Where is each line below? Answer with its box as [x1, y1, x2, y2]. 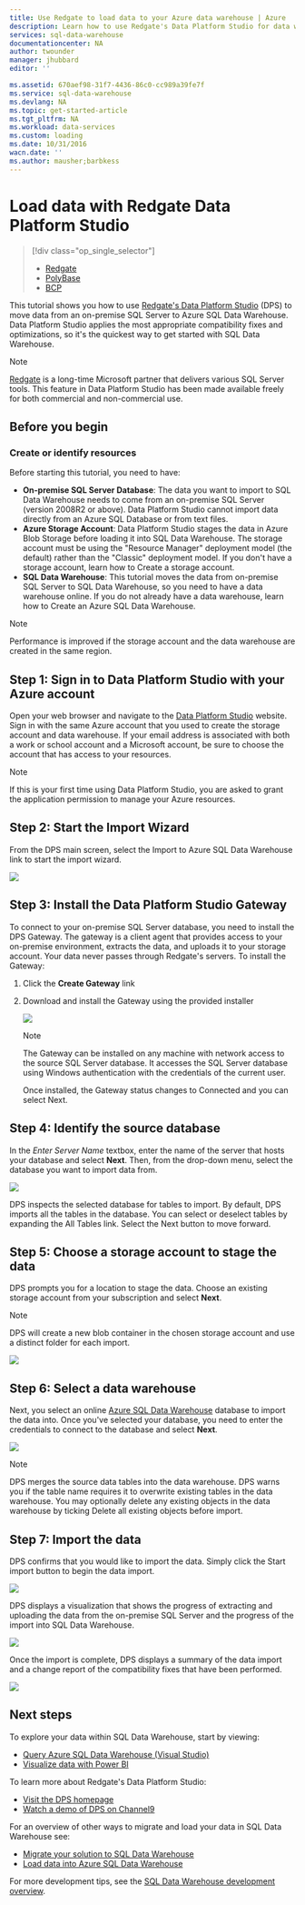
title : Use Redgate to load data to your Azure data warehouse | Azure [9, 13, 286, 23]
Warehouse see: [9, 1830, 71, 1841]
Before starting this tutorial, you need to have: [9, 467, 181, 478]
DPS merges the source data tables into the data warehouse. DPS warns [9, 1477, 280, 1488]
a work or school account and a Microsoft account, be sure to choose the [9, 739, 284, 750]
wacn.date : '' [9, 148, 64, 157]
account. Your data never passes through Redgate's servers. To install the [9, 950, 286, 961]
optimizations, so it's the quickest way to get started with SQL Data [9, 328, 261, 339]
